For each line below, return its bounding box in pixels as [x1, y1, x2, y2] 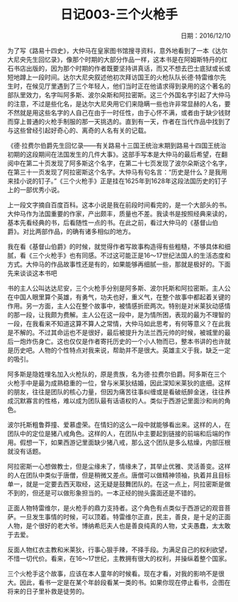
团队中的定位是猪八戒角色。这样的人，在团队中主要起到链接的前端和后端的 [7, 429, 225, 437]
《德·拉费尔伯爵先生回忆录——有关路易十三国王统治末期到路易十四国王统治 [7, 141, 227, 150]
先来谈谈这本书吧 [7, 269, 57, 277]
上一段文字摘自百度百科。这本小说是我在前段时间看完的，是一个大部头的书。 [7, 200, 231, 209]
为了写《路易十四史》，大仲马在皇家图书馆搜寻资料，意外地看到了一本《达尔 [7, 46, 228, 55]
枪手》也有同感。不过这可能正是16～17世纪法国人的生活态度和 [50, 251, 231, 260]
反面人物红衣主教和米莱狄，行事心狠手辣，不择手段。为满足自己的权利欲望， [7, 545, 231, 554]
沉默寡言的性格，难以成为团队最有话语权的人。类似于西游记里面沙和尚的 [13, 396, 225, 405]
